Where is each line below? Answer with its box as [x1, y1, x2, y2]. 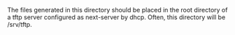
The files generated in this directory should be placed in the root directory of [7, 6, 228, 14]
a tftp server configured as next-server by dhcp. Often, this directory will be [7, 13, 226, 21]
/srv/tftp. [7, 21, 33, 28]
